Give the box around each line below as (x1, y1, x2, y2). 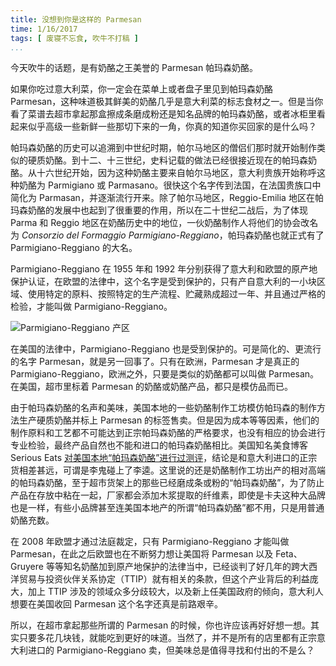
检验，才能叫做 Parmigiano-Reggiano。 (10, 301, 173, 313)
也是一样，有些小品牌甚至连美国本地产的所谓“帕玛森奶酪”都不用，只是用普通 (10, 502, 325, 514)
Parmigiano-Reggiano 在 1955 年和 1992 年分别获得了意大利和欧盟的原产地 (10, 263, 318, 275)
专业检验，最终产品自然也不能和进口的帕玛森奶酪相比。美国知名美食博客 (10, 439, 308, 451)
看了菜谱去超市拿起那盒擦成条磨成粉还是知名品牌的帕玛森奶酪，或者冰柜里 (10, 108, 317, 120)
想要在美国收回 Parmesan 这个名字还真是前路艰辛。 (10, 598, 224, 610)
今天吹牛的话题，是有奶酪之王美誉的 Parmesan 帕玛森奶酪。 (10, 62, 259, 74)
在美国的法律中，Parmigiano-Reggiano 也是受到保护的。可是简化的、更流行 (10, 343, 322, 355)
